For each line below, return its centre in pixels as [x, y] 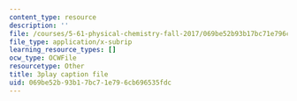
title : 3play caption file [59, 75]
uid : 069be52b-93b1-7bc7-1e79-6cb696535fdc [91, 83]
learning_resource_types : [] [63, 50]
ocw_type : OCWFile [43, 58]
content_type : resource [53, 17]
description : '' [39, 25]
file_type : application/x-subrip [71, 42]
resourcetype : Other [47, 67]
